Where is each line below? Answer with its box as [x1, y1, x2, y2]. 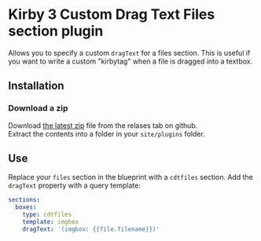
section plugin [8, 22, 104, 40]
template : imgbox [22, 218, 79, 226]
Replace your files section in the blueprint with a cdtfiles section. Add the [8, 173, 253, 182]
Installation [8, 79, 64, 93]
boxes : [15, 203, 37, 211]
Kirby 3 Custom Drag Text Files [8, 5, 215, 24]
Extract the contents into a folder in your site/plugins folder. [8, 129, 206, 138]
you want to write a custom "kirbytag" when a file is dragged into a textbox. [8, 57, 253, 66]
